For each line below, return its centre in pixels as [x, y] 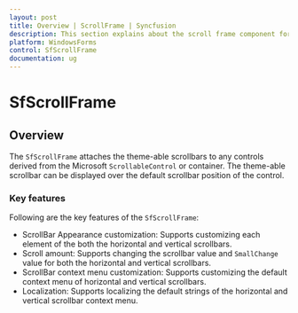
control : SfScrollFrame [53, 51]
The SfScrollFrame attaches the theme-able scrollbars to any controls [137, 156]
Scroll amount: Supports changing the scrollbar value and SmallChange [150, 254]
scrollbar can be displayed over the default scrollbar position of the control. [147, 175]
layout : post [33, 17]
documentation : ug [43, 59]
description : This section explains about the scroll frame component [142, 34]
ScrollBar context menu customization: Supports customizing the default [154, 272]
